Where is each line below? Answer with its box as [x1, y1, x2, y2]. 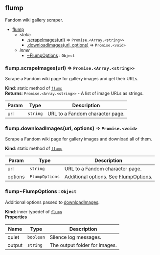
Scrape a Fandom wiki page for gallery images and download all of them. [5, 136, 153, 142]
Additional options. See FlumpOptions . [64, 173, 153, 180]
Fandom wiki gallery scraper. [5, 17, 64, 23]
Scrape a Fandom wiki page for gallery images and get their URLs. [5, 76, 138, 82]
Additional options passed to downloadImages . [5, 199, 100, 205]
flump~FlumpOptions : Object [5, 188, 77, 195]
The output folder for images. [49, 242, 117, 249]
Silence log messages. [49, 233, 102, 240]
